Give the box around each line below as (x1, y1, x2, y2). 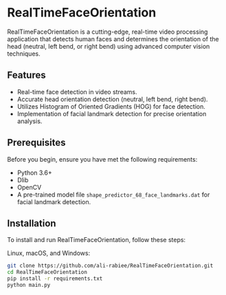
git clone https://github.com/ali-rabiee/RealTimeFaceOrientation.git (7, 263, 214, 270)
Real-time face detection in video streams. (16, 87, 137, 96)
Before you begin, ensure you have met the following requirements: (7, 155, 198, 163)
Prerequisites (7, 137, 66, 149)
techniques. (7, 50, 41, 58)
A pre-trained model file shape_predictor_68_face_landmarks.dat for (16, 190, 210, 199)
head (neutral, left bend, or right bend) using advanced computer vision (7, 42, 210, 50)
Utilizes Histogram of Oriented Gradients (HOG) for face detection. (16, 102, 206, 111)
